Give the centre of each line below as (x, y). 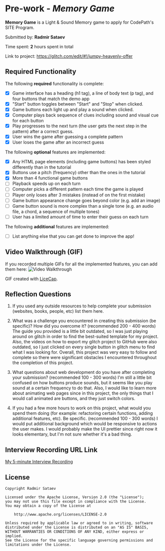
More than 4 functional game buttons (50, 178)
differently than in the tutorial (42, 167)
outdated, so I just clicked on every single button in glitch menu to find (83, 347)
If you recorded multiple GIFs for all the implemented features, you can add (81, 264)
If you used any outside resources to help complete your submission (82, 306)
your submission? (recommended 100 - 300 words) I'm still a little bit (82, 377)
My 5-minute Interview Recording (39, 462)
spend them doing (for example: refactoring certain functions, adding (82, 413)
